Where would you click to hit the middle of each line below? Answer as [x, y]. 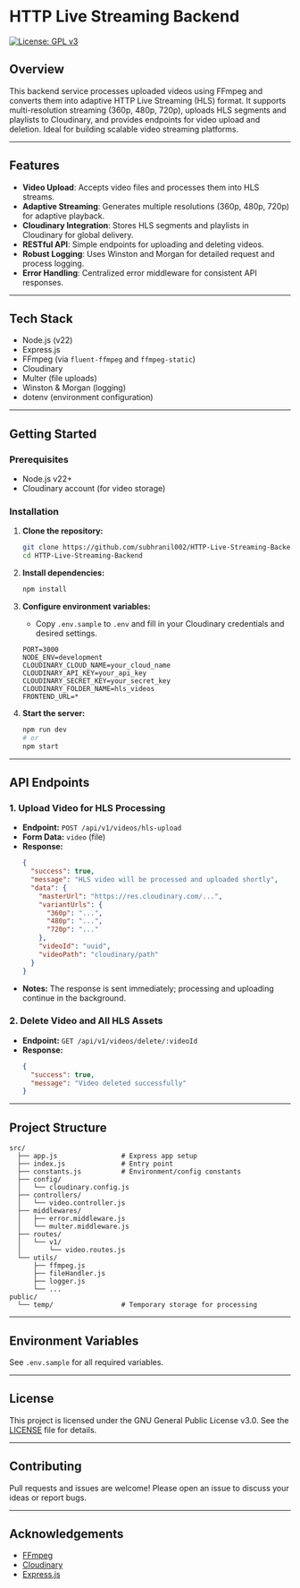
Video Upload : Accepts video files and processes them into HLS [141, 187]
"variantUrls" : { [71, 905]
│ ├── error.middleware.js [71, 1219]
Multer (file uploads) [60, 379]
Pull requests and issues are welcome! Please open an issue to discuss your [150, 1488]
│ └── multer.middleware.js [73, 1227]
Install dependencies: [63, 573]
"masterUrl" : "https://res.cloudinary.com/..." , [131, 896]
